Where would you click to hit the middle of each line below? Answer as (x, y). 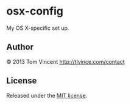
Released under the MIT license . (47, 95)
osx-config (35, 11)
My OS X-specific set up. (38, 28)
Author (20, 47)
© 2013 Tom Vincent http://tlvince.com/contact (65, 61)
